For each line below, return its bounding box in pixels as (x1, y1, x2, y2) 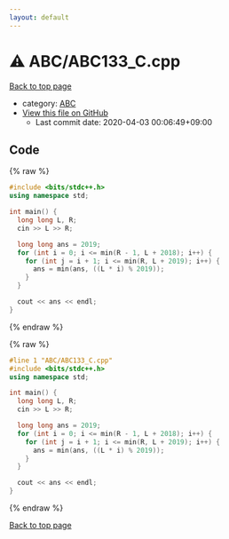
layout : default (9, 12, 69, 22)
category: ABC (21, 98, 76, 108)
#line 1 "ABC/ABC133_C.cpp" (9, 356, 114, 365)
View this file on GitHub (21, 107, 109, 118)
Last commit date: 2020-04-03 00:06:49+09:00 (35, 116, 213, 127)
